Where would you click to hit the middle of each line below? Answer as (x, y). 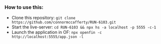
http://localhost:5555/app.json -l (48, 37)
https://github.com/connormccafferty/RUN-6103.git (64, 22)
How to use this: (24, 7)
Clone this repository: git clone (43, 18)
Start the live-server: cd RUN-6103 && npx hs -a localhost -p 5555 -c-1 (84, 27)
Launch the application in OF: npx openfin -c (57, 32)
